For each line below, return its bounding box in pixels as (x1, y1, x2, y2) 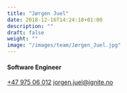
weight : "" (7, 36, 38, 42)
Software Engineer (7, 63, 62, 71)
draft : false (7, 29, 45, 36)
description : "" (7, 23, 54, 29)
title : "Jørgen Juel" (7, 10, 69, 17)
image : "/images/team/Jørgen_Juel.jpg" (7, 42, 122, 49)
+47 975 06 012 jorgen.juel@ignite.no (7, 78, 113, 86)
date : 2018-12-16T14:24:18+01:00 (7, 16, 103, 23)
